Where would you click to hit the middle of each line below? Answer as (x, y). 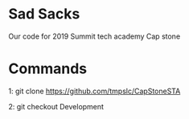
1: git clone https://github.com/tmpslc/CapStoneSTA (94, 91)
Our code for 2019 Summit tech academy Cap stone (94, 36)
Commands (48, 69)
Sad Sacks (44, 14)
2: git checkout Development (56, 106)
